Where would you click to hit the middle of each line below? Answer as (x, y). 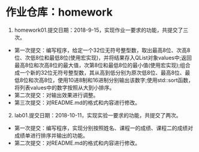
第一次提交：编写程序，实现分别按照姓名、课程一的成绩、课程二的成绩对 (103, 128)
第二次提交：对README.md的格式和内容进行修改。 (77, 143)
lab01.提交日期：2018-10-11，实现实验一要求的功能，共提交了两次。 (98, 115)
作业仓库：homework (59, 12)
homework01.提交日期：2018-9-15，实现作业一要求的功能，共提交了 (99, 30)
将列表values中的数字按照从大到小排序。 (64, 87)
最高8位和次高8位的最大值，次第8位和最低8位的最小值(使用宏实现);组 (99, 65)
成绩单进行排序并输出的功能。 (51, 135)
